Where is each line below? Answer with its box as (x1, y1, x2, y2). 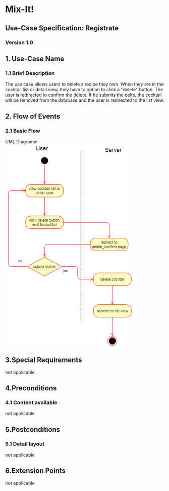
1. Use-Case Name (5, 54, 65, 63)
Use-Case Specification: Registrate (5, 24, 119, 32)
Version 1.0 (5, 39, 34, 46)
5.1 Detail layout (5, 440, 44, 447)
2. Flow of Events (5, 112, 61, 120)
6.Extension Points (5, 467, 66, 475)
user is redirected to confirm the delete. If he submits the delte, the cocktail (5, 92, 162, 98)
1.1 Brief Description (5, 69, 55, 76)
